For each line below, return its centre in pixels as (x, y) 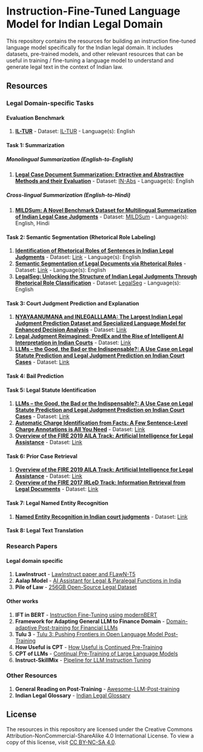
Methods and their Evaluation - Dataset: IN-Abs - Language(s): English (105, 181)
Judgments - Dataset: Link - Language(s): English (78, 257)
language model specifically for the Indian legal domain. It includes (90, 47)
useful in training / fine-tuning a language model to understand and (90, 60)
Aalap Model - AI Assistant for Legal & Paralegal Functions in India (98, 581)
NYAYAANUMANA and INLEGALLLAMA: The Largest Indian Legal (99, 317)
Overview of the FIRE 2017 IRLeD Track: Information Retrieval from (100, 482)
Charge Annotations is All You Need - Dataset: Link (80, 430)
